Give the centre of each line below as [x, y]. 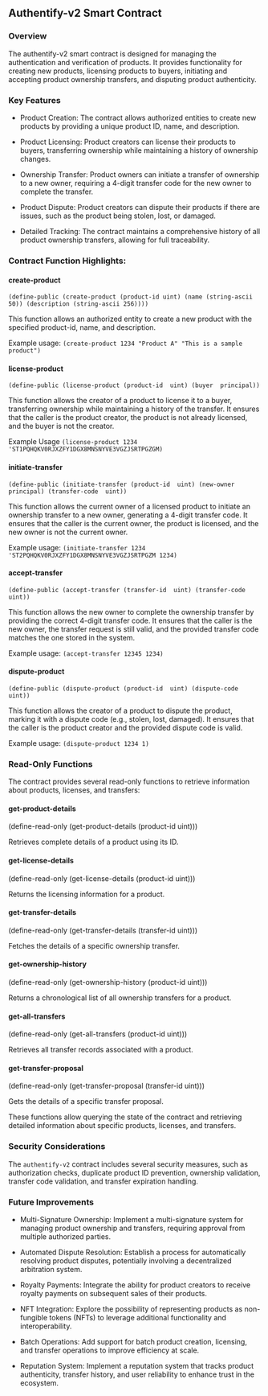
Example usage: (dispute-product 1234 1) [79, 743]
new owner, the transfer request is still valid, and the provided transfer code [134, 629]
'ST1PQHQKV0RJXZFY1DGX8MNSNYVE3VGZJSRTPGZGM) [85, 450]
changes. [35, 159]
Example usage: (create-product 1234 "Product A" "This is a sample [126, 343]
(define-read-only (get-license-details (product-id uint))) [102, 878]
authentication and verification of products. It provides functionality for [126, 62]
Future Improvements [51, 1202]
